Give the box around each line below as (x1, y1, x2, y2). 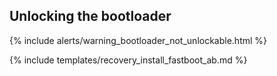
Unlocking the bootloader (9, 8, 172, 25)
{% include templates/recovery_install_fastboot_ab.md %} (9, 54, 248, 66)
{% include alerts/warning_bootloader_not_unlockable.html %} (9, 34, 268, 46)
